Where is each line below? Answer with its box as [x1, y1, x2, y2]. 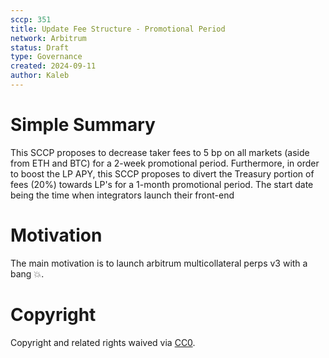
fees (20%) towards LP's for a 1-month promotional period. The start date [10, 178, 314, 190]
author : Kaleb [10, 71, 70, 81]
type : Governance [10, 52, 83, 62]
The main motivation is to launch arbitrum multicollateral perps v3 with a [10, 257, 308, 269]
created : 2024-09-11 [10, 61, 97, 71]
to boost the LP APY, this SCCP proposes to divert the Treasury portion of [10, 167, 315, 180]
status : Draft [10, 42, 70, 53]
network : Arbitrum [10, 33, 87, 43]
